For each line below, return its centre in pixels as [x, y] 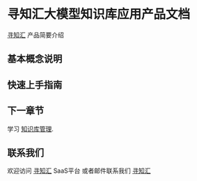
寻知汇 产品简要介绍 [36, 35]
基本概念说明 [35, 59]
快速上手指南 [35, 85]
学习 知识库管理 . [30, 129]
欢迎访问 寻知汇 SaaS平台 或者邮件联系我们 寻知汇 [79, 171]
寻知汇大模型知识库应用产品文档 [99, 14]
